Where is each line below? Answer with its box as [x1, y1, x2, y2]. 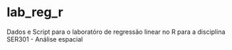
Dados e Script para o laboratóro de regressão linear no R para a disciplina [6, 27, 226, 36]
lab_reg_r [6, 4, 63, 20]
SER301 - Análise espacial [6, 35, 83, 43]
